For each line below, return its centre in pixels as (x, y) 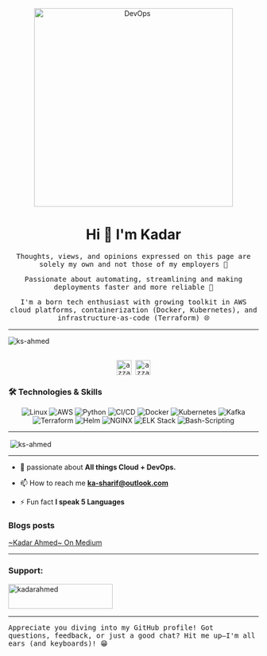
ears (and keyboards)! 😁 (58, 643)
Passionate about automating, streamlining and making (133, 279)
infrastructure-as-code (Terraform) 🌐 (133, 318)
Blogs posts (32, 525)
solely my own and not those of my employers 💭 (133, 264)
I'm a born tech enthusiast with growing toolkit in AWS (133, 302)
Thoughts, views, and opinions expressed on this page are (133, 256)
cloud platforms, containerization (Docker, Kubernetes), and (133, 310)
